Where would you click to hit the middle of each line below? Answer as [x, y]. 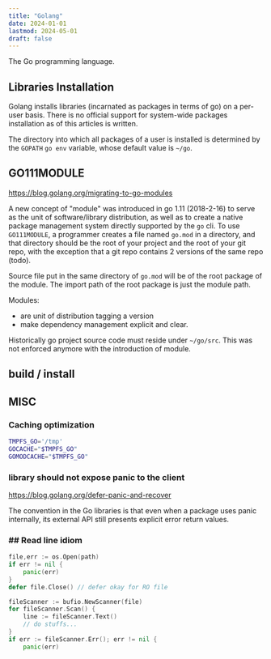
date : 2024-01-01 [38, 23]
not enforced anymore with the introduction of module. [100, 348]
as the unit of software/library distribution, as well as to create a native [126, 217]
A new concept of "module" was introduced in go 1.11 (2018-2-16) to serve [132, 208]
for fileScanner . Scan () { [52, 609]
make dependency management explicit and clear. [104, 324]
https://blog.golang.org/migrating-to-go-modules [91, 193]
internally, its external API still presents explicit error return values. [119, 519]
